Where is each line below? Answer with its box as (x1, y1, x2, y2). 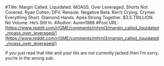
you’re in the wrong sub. (5, 55, 55, 61)
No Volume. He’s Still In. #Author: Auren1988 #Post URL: (5, 20, 119, 25)
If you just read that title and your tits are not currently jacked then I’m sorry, (5, 50, 159, 56)
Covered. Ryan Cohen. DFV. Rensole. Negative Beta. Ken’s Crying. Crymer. (5, 9, 156, 15)
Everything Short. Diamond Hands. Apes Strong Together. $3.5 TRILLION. (5, 15, 154, 20)
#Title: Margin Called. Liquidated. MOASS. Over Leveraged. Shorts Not (5, 4, 148, 10)
